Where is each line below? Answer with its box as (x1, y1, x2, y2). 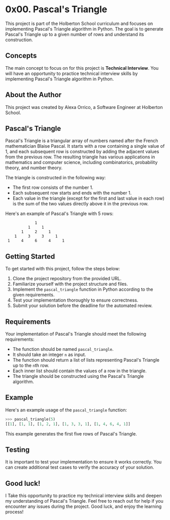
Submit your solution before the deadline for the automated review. (12, 303, 153, 309)
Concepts (5, 51, 37, 60)
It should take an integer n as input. (12, 351, 86, 358)
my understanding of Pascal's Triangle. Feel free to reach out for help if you (5, 498, 163, 504)
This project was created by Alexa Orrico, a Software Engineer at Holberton (5, 104, 163, 110)
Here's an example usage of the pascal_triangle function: (5, 406, 127, 413)
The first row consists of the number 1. (12, 184, 94, 190)
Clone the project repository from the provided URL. (12, 276, 122, 282)
